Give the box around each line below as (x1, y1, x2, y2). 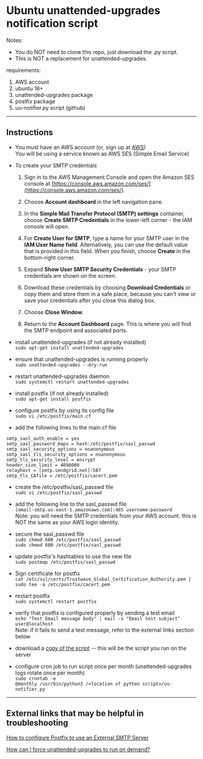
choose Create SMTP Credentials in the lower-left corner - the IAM (24, 216, 192, 223)
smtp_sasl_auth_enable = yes (6, 435, 80, 442)
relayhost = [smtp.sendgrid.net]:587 (6, 467, 101, 473)
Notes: (6, 36, 23, 44)
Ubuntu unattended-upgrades (6, 4, 161, 18)
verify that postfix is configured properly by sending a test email (14, 609, 175, 616)
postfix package (14, 98, 56, 105)
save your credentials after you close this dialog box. (24, 297, 156, 304)
